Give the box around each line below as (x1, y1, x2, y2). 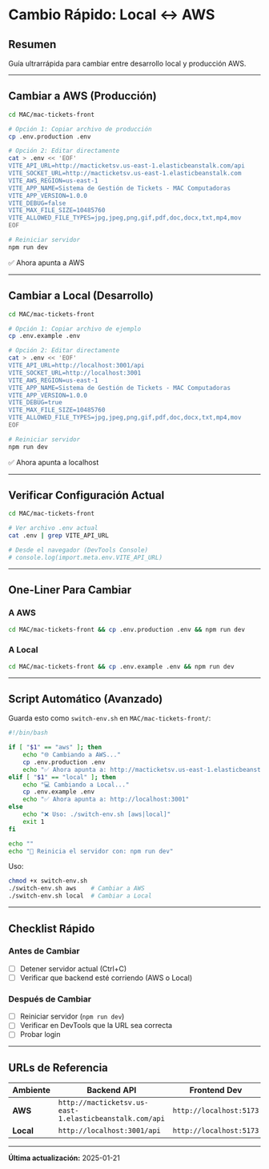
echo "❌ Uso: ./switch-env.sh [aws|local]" (22, 810, 171, 818)
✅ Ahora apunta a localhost (8, 457, 99, 467)
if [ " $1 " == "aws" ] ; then (8, 743, 102, 752)
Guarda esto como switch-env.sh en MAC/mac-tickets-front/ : (8, 713, 211, 723)
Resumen (8, 38, 57, 51)
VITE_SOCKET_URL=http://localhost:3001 (8, 368, 142, 377)
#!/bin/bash (8, 729, 48, 737)
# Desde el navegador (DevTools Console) (8, 546, 149, 554)
